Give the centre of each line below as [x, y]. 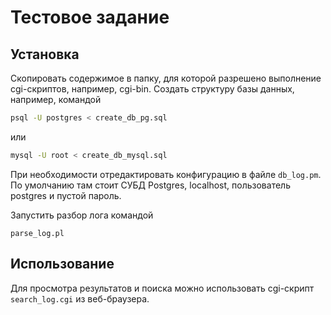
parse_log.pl [37, 233]
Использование [62, 264]
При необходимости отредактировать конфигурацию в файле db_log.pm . [166, 174]
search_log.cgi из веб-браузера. [80, 298]
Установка [45, 54]
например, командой [56, 99]
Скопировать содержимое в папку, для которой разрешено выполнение [166, 78]
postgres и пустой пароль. [66, 195]
